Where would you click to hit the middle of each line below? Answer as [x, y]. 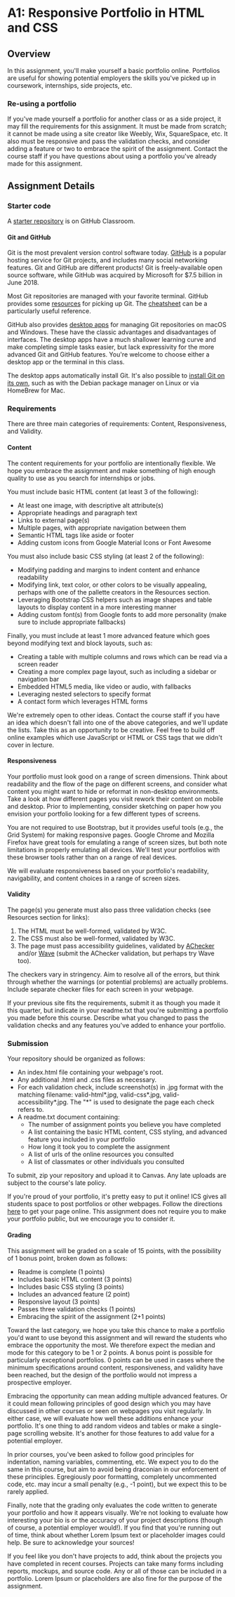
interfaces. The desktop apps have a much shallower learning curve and [112, 340]
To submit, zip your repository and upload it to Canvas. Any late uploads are [117, 1175]
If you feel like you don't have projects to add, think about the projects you [115, 1556]
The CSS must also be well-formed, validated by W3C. [96, 939]
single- [211, 1426]
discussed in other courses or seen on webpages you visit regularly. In [109, 1411]
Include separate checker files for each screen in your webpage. [101, 989]
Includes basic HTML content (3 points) [75, 1279]
